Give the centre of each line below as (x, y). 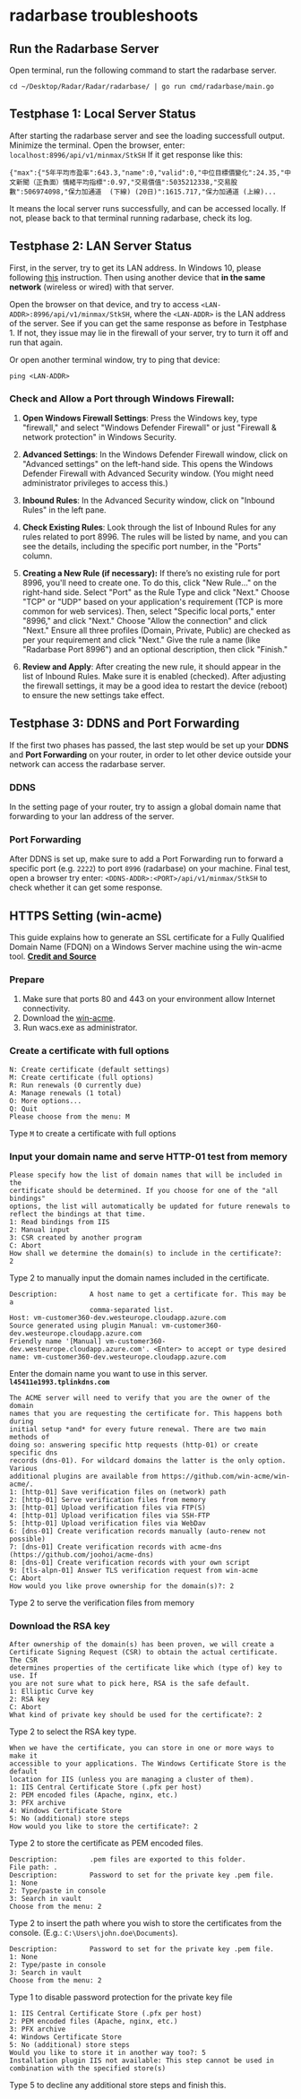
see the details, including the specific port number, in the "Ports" (142, 546)
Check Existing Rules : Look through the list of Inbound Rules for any (149, 527)
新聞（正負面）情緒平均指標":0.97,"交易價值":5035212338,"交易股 (127, 182)
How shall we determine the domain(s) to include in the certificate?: (146, 1254)
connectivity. (46, 1008)
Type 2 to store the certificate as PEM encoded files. (106, 1844)
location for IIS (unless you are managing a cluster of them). (132, 1780)
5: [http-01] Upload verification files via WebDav (107, 1524)
